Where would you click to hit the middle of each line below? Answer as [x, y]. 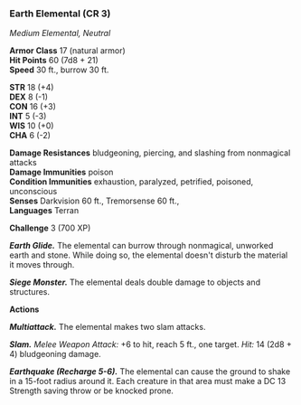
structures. [29, 292]
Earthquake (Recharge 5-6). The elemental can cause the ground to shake [150, 372]
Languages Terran [44, 211]
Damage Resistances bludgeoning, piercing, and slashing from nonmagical [150, 153]
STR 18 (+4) [32, 88]
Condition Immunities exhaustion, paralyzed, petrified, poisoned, [132, 182]
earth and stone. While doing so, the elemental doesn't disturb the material [149, 255]
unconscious [33, 192]
